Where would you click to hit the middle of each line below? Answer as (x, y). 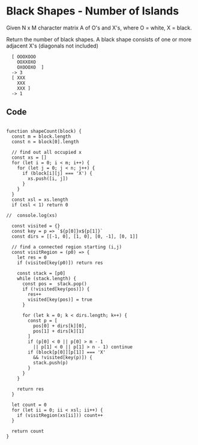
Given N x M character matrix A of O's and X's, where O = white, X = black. (99, 28)
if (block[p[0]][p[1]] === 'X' (67, 352)
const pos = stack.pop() (54, 284)
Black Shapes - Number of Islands (92, 11)
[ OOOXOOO (24, 57)
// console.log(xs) (32, 215)
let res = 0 (32, 257)
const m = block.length (41, 137)
